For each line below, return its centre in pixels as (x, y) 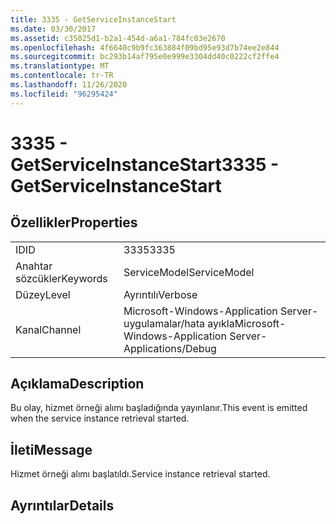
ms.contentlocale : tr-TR (62, 76)
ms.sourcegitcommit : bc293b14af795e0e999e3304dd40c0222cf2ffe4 (145, 57)
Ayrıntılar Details (62, 505)
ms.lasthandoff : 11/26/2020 (69, 85)
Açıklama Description (77, 384)
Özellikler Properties (74, 222)
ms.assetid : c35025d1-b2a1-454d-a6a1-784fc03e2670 (118, 38)
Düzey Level (43, 294)
